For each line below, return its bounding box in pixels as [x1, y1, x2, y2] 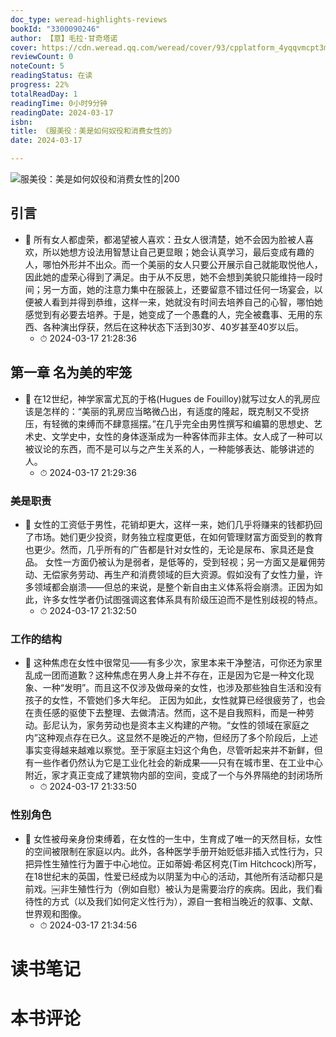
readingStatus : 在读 [10, 71, 93, 81]
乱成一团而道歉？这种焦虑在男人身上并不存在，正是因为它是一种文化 [24, 669, 306, 681]
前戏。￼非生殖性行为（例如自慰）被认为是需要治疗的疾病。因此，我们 [24, 882, 315, 895]
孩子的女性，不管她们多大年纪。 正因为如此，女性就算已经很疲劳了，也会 [24, 694, 326, 706]
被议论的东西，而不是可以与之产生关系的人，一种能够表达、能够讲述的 [24, 442, 315, 455]
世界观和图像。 [24, 907, 87, 920]
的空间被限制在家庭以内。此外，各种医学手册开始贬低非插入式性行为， [24, 845, 315, 857]
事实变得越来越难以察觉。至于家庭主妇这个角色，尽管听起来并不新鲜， [24, 744, 315, 756]
